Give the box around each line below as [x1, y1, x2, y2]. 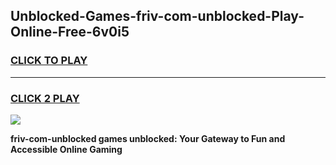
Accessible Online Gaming [10, 143, 123, 155]
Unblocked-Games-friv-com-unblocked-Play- [10, 8, 305, 25]
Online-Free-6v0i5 [10, 24, 130, 41]
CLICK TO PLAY [10, 54, 88, 68]
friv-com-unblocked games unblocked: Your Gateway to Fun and [10, 132, 286, 144]
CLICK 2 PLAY [10, 91, 80, 105]
